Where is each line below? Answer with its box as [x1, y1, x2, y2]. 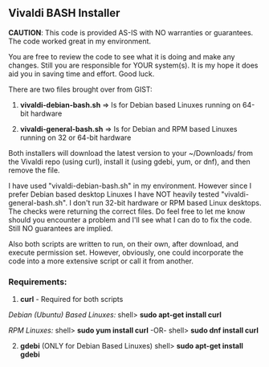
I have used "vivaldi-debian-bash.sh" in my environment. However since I [8, 181, 251, 190]
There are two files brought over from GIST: [8, 84, 153, 94]
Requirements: [8, 276, 67, 287]
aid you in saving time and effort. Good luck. [8, 68, 155, 79]
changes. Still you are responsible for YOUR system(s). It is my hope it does [8, 60, 259, 70]
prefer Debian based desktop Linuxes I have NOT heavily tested [8, 189, 219, 199]
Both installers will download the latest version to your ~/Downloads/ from [8, 148, 254, 157]
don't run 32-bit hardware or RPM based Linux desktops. [73, 198, 262, 207]
